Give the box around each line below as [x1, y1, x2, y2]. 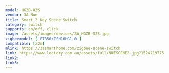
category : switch [5, 22, 43, 27]
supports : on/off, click [5, 27, 59, 32]
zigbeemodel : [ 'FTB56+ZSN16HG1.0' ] [5, 36, 82, 42]
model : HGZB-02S [5, 7, 40, 13]
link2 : [5, 55, 20, 61]
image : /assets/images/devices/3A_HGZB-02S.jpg [5, 31, 109, 36]
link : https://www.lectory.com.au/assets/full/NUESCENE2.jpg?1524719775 [5, 50, 164, 56]
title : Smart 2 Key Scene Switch [5, 17, 77, 22]
